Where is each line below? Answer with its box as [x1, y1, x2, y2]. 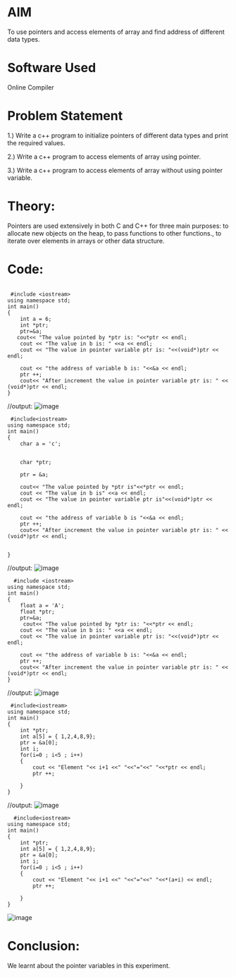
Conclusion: [7, 937, 80, 954]
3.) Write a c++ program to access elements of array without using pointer [7, 166, 223, 174]
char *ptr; [20, 459, 52, 466]
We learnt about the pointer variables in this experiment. [7, 961, 170, 970]
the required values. [7, 138, 66, 147]
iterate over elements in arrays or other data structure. [7, 236, 165, 245]
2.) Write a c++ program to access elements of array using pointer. [7, 152, 201, 161]
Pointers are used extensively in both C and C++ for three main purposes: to [7, 222, 229, 230]
